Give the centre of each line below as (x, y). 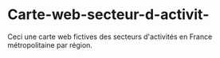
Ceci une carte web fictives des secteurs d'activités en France (110, 37)
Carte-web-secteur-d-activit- (108, 15)
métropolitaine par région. (50, 44)
